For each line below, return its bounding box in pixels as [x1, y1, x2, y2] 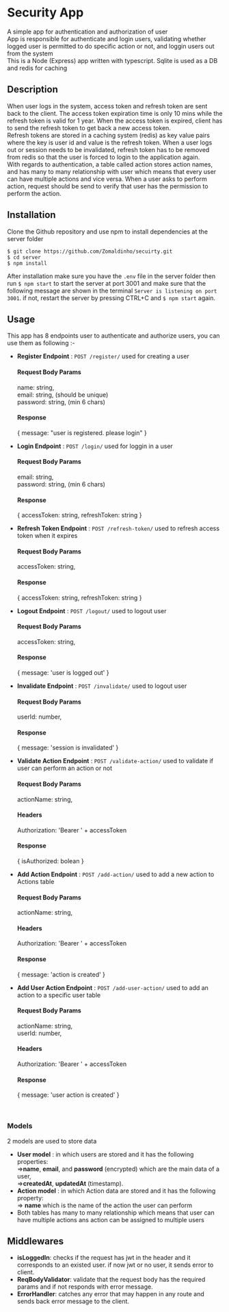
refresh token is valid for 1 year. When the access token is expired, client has [7, 116, 223, 125]
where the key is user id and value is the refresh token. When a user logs [7, 138, 213, 147]
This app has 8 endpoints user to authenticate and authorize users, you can [7, 332, 220, 340]
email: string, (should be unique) [16, 391, 109, 399]
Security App [7, 5, 84, 21]
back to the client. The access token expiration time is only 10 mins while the [7, 109, 223, 117]
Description [7, 84, 58, 95]
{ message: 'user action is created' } [16, 1091, 120, 1099]
